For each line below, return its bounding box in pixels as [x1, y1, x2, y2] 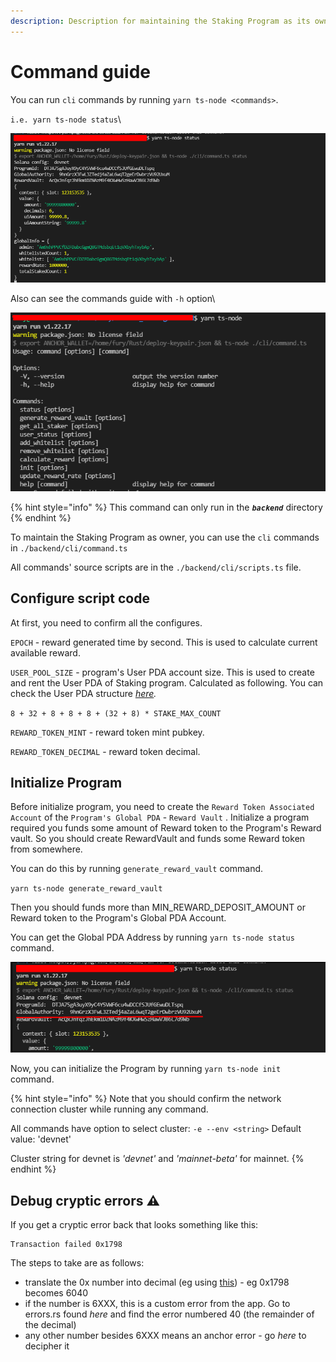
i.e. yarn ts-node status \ [10, 113, 122, 125]
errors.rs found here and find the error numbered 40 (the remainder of [24, 1308, 315, 1320]
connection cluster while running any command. [10, 1103, 209, 1115]
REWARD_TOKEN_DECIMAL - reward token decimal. [10, 745, 201, 757]
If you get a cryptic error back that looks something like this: [10, 1219, 259, 1231]
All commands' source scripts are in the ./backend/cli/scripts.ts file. [10, 561, 302, 573]
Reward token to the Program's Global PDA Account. [10, 912, 227, 924]
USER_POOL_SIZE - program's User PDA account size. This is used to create [10, 666, 315, 678]
